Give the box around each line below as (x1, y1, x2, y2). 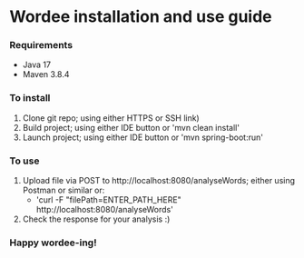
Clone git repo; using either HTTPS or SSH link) (22, 112, 200, 124)
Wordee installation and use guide (9, 6, 272, 27)
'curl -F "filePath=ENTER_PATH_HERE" (35, 194, 181, 205)
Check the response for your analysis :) (22, 213, 171, 224)
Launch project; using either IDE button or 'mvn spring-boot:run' (22, 132, 263, 143)
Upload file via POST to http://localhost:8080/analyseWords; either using (22, 175, 296, 186)
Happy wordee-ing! (9, 236, 97, 249)
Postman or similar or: (22, 184, 105, 196)
